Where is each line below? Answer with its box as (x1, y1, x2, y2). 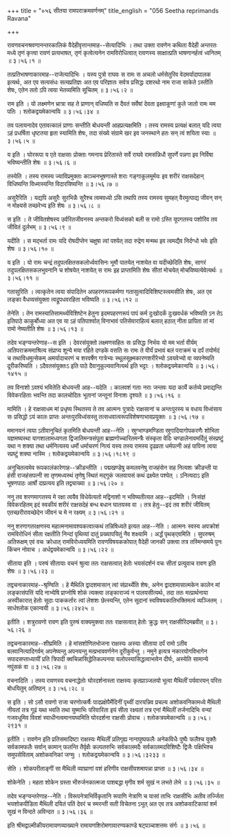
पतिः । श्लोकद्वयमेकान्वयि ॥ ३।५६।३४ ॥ (7, 108, 100, 115)
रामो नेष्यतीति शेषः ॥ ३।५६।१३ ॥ (7, 325, 84, 332)
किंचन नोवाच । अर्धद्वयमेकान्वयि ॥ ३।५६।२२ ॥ (7, 546, 114, 553)
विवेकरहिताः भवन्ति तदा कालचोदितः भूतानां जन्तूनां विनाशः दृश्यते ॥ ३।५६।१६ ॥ (7, 391, 181, 399)
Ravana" (7, 14, 31, 22)
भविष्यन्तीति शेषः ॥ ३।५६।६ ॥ (7, 159, 76, 166)
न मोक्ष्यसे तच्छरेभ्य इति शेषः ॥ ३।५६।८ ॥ (7, 201, 100, 210)
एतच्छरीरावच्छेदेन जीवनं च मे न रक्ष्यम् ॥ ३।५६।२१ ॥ (7, 508, 124, 517)
